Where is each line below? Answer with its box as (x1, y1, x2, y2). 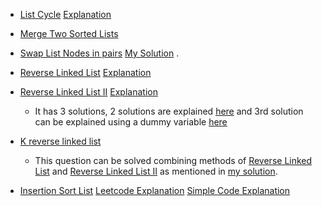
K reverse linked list (19, 135, 102, 147)
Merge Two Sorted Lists (19, 28, 119, 39)
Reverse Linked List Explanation (19, 67, 152, 78)
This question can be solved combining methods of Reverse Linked (34, 155, 313, 166)
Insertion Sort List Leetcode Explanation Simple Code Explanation (19, 185, 291, 196)
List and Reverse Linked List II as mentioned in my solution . (34, 165, 278, 177)
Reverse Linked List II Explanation (19, 86, 158, 98)
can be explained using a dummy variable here (34, 116, 228, 128)
